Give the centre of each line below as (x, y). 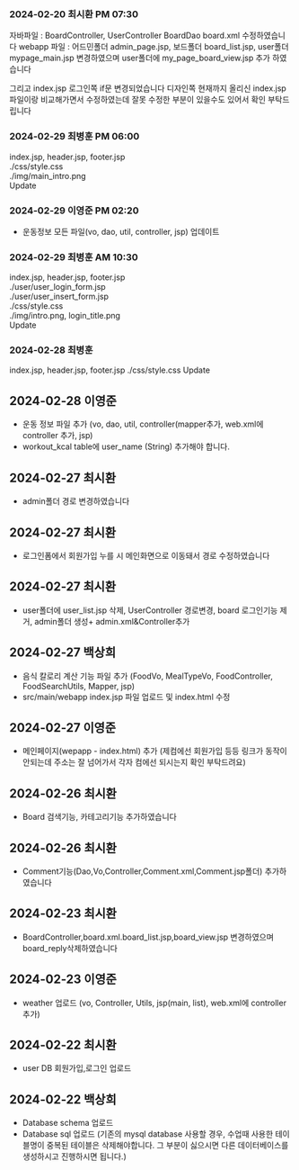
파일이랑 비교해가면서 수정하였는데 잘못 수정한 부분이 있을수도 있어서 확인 (138, 100)
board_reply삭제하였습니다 (70, 948)
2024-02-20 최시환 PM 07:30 (74, 13)
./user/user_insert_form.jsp (59, 297)
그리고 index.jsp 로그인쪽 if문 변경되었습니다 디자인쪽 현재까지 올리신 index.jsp (148, 88)
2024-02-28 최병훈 (51, 350)
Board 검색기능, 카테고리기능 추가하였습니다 (99, 817)
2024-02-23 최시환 (63, 914)
